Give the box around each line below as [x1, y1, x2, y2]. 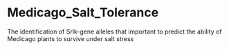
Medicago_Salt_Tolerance [7, 5, 159, 21]
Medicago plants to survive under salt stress [7, 34, 134, 42]
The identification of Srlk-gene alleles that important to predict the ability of [7, 27, 223, 36]
